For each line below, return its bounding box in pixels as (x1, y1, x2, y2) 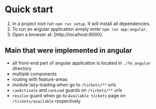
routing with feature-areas (12, 76, 68, 82)
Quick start (5, 4, 53, 15)
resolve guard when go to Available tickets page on (12, 92, 126, 98)
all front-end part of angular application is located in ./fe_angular (12, 60, 151, 66)
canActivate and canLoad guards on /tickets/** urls (12, 87, 122, 93)
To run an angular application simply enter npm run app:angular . (12, 26, 147, 32)
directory (12, 65, 32, 71)
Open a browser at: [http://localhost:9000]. (12, 31, 103, 37)
